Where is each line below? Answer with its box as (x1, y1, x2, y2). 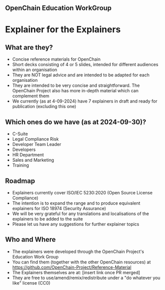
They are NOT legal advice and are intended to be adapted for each (12, 72, 150, 78)
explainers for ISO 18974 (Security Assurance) (12, 206, 106, 212)
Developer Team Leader (12, 142, 62, 147)
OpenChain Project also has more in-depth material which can (12, 88, 139, 94)
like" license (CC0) (12, 280, 51, 286)
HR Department (12, 152, 44, 158)
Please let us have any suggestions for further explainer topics (12, 221, 139, 227)
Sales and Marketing (12, 157, 54, 163)
